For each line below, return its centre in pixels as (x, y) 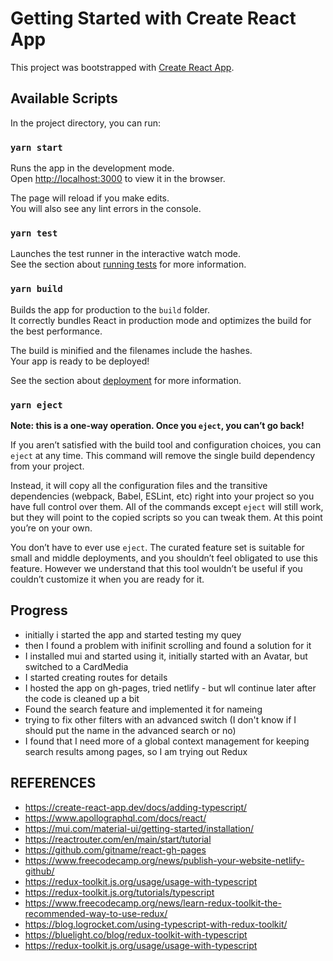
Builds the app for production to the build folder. (110, 309)
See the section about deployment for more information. (126, 380)
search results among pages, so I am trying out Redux (136, 751)
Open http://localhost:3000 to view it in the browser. (118, 179)
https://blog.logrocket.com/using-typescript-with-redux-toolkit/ (156, 924)
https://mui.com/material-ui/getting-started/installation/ (139, 828)
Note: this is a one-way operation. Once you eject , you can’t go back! (157, 425)
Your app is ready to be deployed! (80, 361)
